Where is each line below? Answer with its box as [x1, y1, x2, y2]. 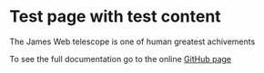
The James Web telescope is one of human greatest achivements [9, 36, 256, 47]
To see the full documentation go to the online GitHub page [9, 53, 232, 64]
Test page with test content [9, 6, 221, 27]
